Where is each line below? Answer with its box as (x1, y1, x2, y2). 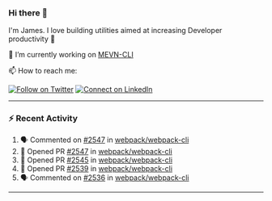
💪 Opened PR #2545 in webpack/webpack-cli (19, 155, 172, 165)
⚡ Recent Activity (8, 113, 79, 124)
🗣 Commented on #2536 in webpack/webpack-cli (19, 173, 189, 182)
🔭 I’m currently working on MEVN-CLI (8, 50, 134, 60)
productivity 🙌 (8, 34, 55, 44)
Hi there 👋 (8, 7, 49, 19)
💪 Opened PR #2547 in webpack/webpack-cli (19, 146, 172, 156)
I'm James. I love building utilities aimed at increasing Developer (8, 26, 223, 36)
